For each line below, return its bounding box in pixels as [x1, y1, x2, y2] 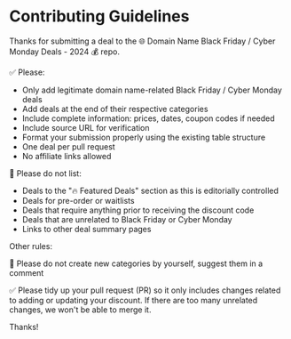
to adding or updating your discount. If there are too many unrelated [9, 295, 258, 305]
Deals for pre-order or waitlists [21, 195, 135, 206]
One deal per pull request [21, 141, 115, 152]
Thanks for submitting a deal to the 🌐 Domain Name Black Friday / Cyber [9, 36, 276, 46]
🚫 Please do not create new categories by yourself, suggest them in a [9, 258, 263, 269]
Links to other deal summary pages [21, 223, 152, 234]
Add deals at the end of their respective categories [21, 103, 208, 114]
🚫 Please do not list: [9, 167, 82, 179]
